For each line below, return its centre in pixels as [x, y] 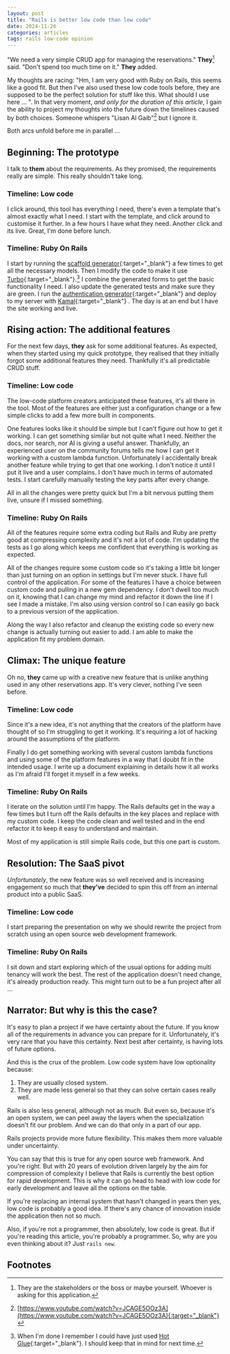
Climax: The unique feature [66, 661]
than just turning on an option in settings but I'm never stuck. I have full [107, 575]
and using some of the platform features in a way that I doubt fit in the [105, 760]
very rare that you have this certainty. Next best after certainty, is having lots [115, 1041]
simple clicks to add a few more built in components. [81, 415]
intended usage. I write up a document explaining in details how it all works [113, 767]
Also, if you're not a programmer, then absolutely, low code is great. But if [111, 1229]
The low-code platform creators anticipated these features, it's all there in [111, 401]
